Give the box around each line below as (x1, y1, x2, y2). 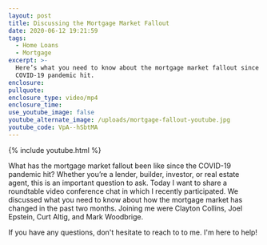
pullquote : (8, 86, 45, 94)
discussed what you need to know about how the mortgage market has (8, 195, 243, 204)
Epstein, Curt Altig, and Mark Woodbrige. (8, 211, 144, 221)
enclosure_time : (8, 101, 62, 109)
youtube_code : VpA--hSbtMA (8, 123, 98, 131)
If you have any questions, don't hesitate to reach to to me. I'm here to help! (8, 227, 258, 237)
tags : (8, 34, 26, 42)
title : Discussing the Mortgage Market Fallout (8, 19, 170, 27)
